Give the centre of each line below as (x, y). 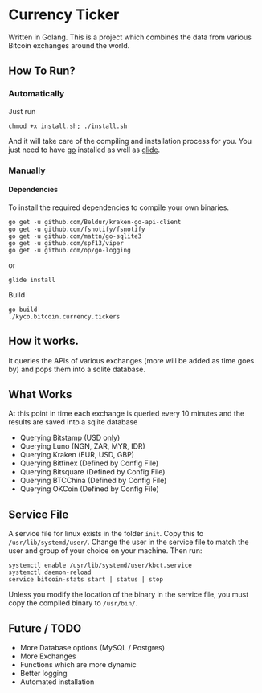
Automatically (37, 94)
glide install (32, 280)
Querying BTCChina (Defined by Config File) (93, 481)
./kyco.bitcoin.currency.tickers (64, 316)
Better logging (43, 673)
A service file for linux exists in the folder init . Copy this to (106, 534)
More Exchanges (48, 656)
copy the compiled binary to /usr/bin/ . (73, 603)
